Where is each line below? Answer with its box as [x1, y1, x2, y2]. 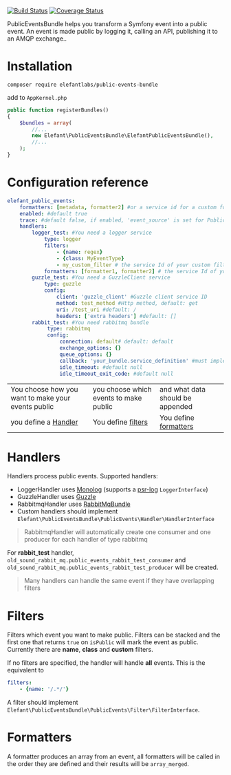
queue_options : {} [59, 351, 112, 358]
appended [159, 402, 192, 412]
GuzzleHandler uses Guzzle [16, 493, 96, 501]
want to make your [10, 393, 71, 403]
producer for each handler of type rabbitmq [23, 535, 148, 544]
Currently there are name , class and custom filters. [7, 646, 153, 654]
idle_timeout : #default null [59, 363, 143, 371]
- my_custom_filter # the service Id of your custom [56, 262, 211, 268]
